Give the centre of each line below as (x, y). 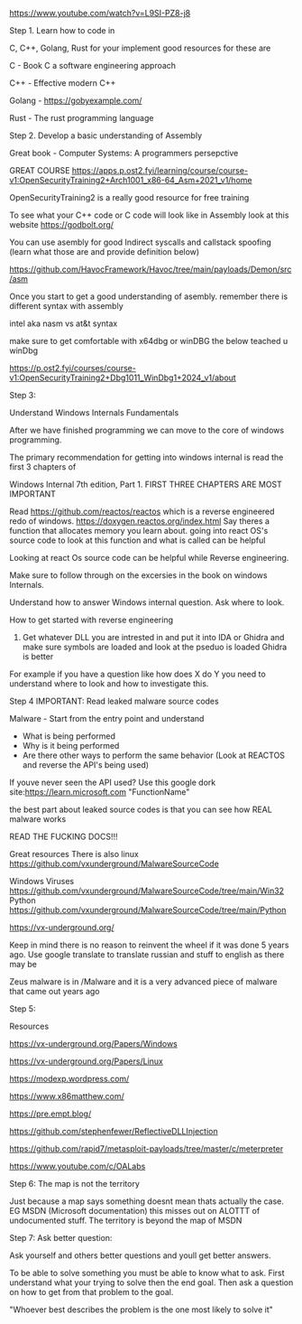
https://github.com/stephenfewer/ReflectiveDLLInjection (114, 1131)
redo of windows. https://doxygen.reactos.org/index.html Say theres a (140, 521)
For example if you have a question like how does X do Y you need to (137, 674)
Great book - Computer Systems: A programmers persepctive (124, 153)
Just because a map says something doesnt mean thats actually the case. (146, 1201)
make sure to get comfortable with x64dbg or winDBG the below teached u (149, 341)
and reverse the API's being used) (86, 765)
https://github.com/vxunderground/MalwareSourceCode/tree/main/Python (148, 910)
